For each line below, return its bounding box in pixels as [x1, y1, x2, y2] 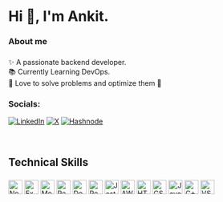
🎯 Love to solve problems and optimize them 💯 [8, 79, 162, 88]
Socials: [8, 98, 41, 109]
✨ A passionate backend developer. [8, 58, 127, 67]
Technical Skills [8, 156, 89, 169]
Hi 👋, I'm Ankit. [8, 7, 109, 26]
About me [8, 36, 48, 47]
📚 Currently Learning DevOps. [8, 67, 111, 77]
